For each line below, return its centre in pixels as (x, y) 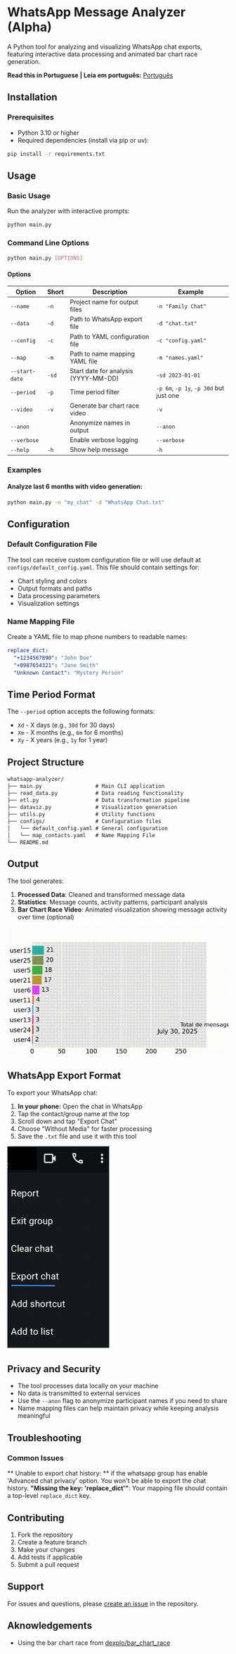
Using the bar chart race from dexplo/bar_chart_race (94, 1643)
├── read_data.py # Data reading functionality (96, 794)
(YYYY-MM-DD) (94, 379)
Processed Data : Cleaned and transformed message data (101, 894)
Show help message (99, 450)
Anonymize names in (100, 422)
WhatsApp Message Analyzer (97, 12)
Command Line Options (48, 243)
